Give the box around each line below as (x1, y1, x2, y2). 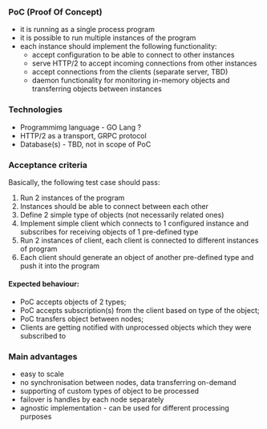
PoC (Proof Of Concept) (8, 6, 103, 18)
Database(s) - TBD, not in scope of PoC (19, 139, 152, 149)
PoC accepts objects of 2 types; (19, 297, 127, 307)
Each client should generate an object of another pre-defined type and (19, 252, 254, 262)
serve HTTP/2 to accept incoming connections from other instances (31, 58, 257, 68)
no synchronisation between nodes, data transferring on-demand (19, 378, 237, 387)
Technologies (8, 104, 63, 115)
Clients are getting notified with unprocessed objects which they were (19, 323, 252, 332)
